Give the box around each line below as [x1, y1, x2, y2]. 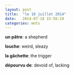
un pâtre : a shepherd [5, 34, 48, 40]
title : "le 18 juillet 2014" [5, 12, 67, 17]
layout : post [5, 7, 32, 12]
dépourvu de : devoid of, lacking [5, 62, 70, 68]
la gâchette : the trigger [5, 53, 52, 59]
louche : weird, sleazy [5, 43, 49, 49]
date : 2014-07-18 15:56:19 [5, 16, 64, 21]
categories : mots [5, 20, 40, 26]
